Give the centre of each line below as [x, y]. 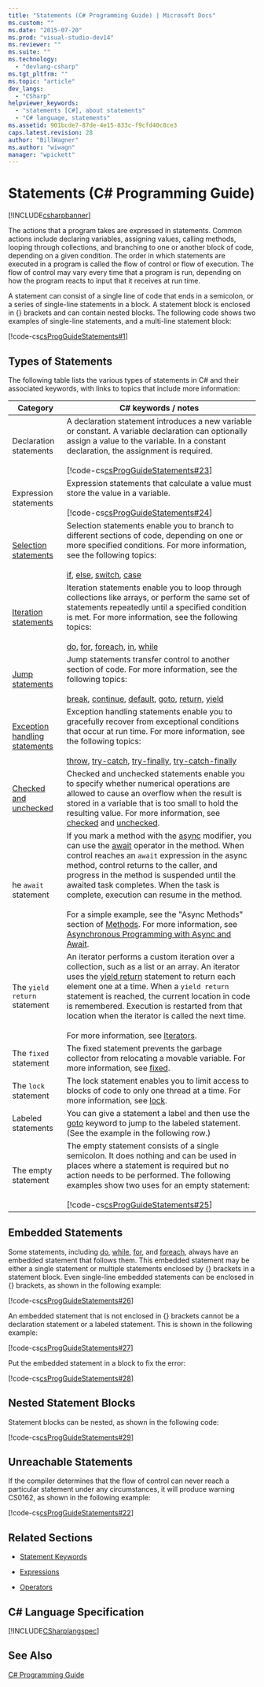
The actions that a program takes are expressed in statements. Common [125, 231]
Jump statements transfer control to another [148, 660]
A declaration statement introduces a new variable [159, 421]
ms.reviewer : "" [35, 45]
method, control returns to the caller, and [142, 865]
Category [35, 408]
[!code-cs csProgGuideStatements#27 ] [71, 1348]
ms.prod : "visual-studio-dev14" [61, 37]
